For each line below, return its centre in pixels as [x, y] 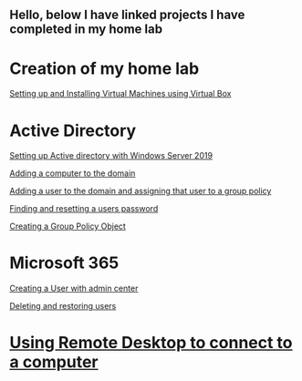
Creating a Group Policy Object [68, 226]
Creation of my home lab [104, 68]
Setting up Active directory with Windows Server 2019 [111, 156]
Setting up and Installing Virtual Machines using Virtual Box [120, 94]
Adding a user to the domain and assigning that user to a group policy [141, 191]
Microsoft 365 [64, 263]
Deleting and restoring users [63, 306]
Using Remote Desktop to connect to [151, 343]
